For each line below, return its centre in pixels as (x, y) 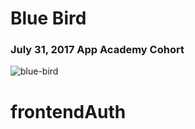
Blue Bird (48, 18)
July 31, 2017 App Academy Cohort (97, 50)
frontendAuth (68, 111)
